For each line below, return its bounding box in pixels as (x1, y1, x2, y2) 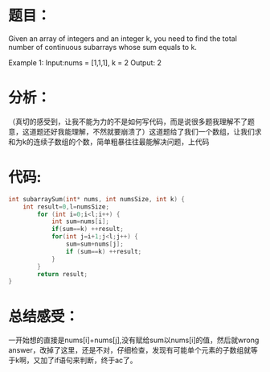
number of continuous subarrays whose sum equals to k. (8, 42, 197, 52)
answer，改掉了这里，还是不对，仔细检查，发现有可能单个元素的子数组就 (8, 345, 252, 355)
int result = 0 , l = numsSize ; (22, 202, 110, 211)
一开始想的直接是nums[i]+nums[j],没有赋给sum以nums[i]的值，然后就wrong (8, 335, 260, 345)
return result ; (37, 270, 88, 278)
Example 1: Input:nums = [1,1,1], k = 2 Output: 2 (8, 57, 162, 68)
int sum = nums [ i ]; (51, 217, 110, 225)
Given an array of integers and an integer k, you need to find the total (8, 33, 237, 43)
